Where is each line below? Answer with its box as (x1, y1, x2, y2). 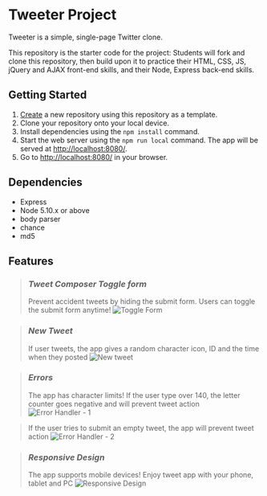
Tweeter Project (8, 6, 117, 24)
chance (19, 223, 46, 232)
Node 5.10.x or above (19, 205, 90, 215)
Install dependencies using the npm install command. (19, 126, 200, 136)
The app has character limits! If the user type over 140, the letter (27, 390, 241, 400)
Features (8, 254, 54, 268)
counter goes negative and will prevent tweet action (27, 399, 200, 408)
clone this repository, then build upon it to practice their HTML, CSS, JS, (8, 56, 247, 66)
